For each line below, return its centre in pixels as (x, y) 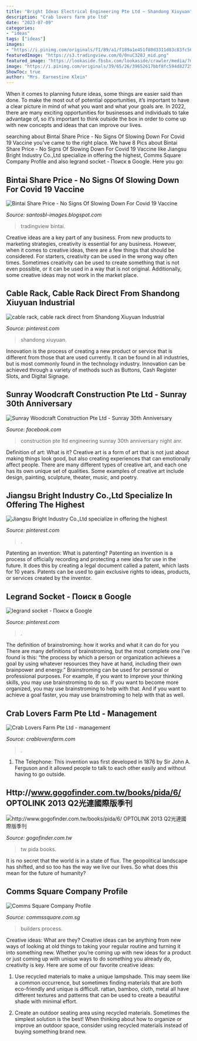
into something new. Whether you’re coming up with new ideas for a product (98, 952)
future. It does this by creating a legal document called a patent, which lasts (98, 566)
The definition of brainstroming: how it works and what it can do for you (93, 645)
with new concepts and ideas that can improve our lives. (74, 125)
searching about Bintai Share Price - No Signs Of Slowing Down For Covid (95, 136)
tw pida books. (38, 849)
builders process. (41, 928)
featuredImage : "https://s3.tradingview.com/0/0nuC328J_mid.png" (87, 55)
